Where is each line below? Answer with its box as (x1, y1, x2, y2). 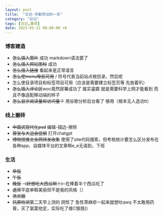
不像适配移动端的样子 (16, 92, 60, 98)
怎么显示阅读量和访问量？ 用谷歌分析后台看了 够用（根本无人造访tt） (12, 98, 152, 104)
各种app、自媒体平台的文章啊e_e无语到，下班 (12, 142, 105, 148)
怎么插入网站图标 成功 (12, 61, 57, 67)
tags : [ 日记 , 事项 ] (5, 21, 40, 26)
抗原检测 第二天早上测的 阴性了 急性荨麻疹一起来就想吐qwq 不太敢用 (12, 199, 150, 205)
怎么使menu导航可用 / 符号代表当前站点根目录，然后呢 (12, 74, 123, 80)
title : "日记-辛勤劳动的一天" (5, 12, 63, 17)
